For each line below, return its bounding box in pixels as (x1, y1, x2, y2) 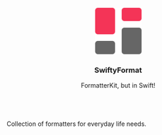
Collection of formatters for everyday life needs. (6, 119, 146, 128)
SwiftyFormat (94, 65, 142, 75)
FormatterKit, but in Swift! (80, 81, 156, 90)
